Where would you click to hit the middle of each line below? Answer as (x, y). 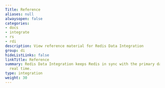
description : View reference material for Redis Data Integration (74, 46)
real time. (21, 69)
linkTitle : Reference (27, 60)
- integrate (17, 32)
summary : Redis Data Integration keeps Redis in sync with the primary (80, 64)
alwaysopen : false (24, 19)
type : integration (24, 73)
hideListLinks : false (27, 55)
